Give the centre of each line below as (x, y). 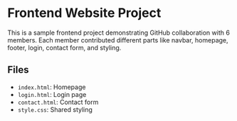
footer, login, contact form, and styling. (64, 47)
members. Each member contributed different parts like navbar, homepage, (118, 40)
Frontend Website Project (84, 13)
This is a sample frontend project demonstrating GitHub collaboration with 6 (118, 33)
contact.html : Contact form (58, 102)
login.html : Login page (52, 94)
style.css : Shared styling (55, 109)
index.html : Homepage (52, 87)
